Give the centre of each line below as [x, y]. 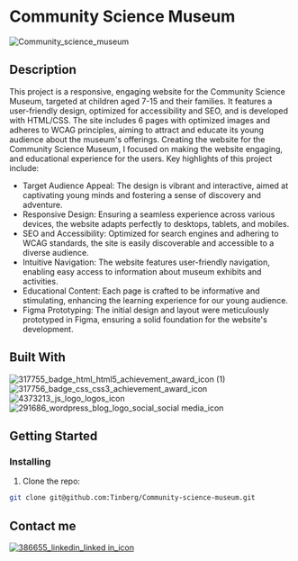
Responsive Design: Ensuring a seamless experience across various [149, 214]
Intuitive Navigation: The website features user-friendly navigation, [146, 262]
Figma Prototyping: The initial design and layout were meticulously [146, 310]
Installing [30, 461]
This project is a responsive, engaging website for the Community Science [147, 91]
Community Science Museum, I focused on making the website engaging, [146, 149]
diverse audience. [56, 252]
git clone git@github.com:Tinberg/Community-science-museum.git [132, 498]
